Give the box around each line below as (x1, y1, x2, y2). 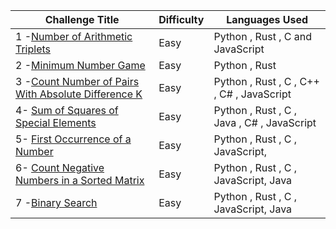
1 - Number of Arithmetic (15, 30, 133, 43)
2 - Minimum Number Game (15, 59, 146, 72)
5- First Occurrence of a (15, 132, 132, 146)
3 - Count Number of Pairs (15, 75, 140, 88)
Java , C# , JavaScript (213, 116, 317, 129)
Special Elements (15, 116, 97, 129)
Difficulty (158, 13, 205, 26)
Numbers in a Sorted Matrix (15, 174, 145, 187)
